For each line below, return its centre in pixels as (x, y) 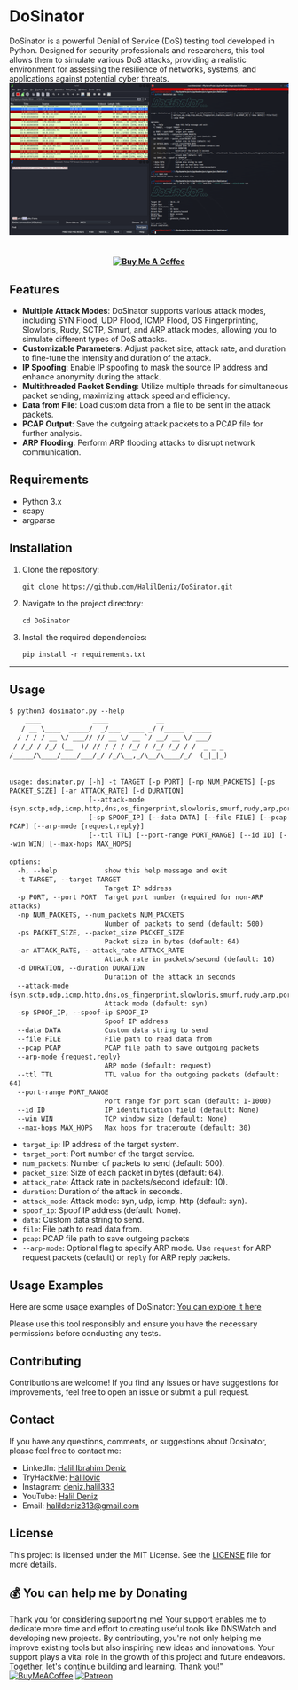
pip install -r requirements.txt (84, 654)
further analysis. (52, 433)
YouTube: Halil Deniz (60, 1496)
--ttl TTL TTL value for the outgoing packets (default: (148, 1075)
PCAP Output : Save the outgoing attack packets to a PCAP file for (142, 424)
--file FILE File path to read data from (115, 1039)
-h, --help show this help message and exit (122, 871)
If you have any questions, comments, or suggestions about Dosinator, (138, 1441)
